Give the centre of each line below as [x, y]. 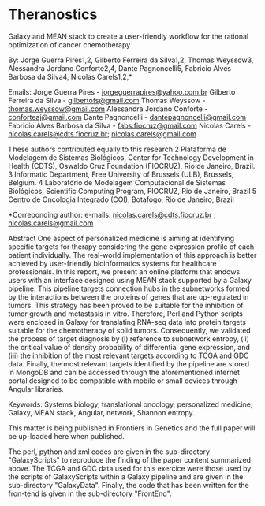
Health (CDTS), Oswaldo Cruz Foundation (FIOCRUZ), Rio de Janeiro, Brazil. [132, 166]
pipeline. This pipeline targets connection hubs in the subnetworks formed [129, 288]
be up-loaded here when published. [66, 436]
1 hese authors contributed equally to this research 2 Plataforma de [118, 149]
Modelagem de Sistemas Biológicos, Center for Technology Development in [131, 157]
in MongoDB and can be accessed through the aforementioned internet [124, 372]
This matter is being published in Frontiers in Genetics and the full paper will [132, 428]
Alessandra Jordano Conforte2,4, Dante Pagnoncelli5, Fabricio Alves [119, 68]
